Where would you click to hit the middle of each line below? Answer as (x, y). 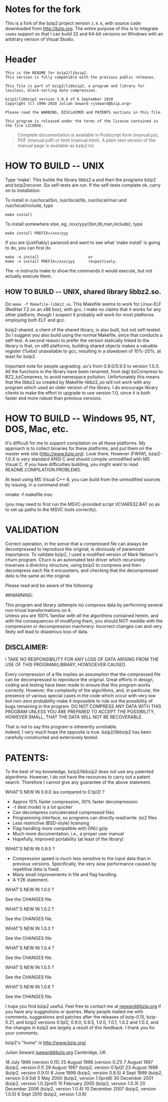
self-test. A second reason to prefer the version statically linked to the (77, 340)
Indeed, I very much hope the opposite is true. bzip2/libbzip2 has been (78, 732)
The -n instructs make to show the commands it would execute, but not (79, 271)
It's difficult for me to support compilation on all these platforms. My (75, 443)
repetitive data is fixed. (36, 869)
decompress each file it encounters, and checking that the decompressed (81, 570)
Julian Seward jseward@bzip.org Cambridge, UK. (56, 1052)
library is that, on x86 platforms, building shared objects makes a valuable (81, 345)
